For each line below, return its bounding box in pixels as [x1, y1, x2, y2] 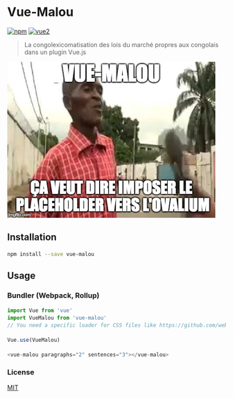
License [7, 367, 35, 377]
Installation [7, 232, 57, 243]
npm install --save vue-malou [7, 250, 95, 257]
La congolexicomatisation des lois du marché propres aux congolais [24, 40, 219, 49]
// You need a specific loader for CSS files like [7, 322, 157, 329]
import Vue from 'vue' [7, 307, 73, 314]
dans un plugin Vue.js [24, 48, 87, 56]
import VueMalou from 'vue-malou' [7, 315, 107, 322]
